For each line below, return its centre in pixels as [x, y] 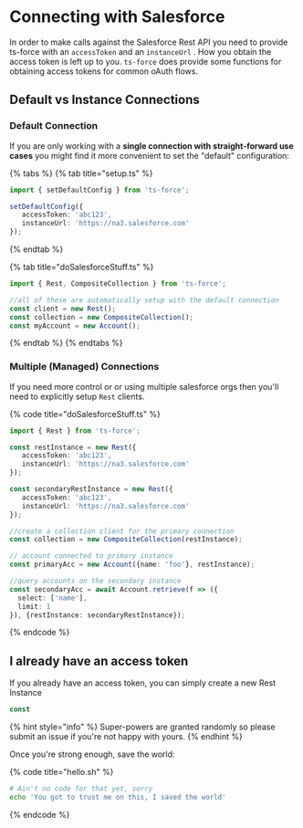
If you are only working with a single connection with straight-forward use [151, 146]
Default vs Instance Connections [105, 100]
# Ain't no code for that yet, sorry [81, 789]
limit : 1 [34, 606]
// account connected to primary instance [91, 556]
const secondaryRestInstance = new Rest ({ [91, 489]
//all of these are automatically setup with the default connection [145, 300]
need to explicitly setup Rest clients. [77, 396]
